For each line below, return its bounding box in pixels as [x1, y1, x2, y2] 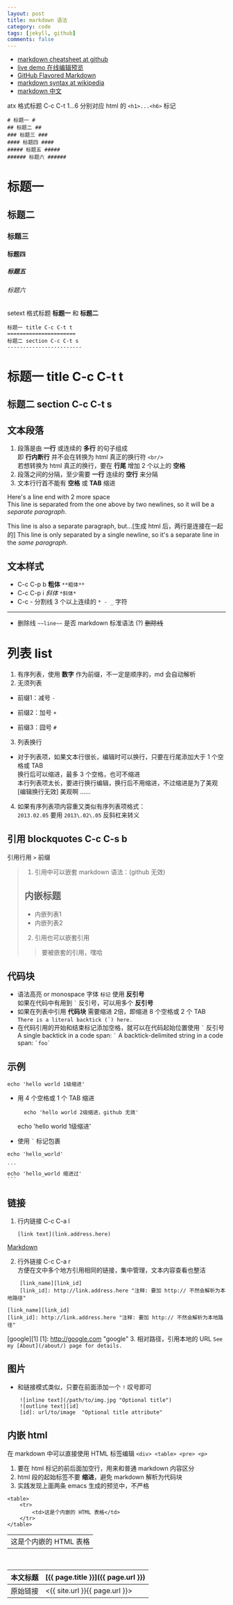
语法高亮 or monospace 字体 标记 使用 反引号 [17, 990, 145, 999]
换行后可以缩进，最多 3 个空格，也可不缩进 [17, 770, 141, 778]
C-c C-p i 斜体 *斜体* [17, 589, 76, 597]
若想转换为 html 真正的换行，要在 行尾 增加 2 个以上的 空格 [17, 462, 186, 470]
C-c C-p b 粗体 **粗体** [17, 580, 85, 588]
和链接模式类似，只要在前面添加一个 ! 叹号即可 [17, 1382, 152, 1391]
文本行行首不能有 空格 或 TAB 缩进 [17, 479, 116, 487]
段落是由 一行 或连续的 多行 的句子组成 [17, 444, 128, 453]
